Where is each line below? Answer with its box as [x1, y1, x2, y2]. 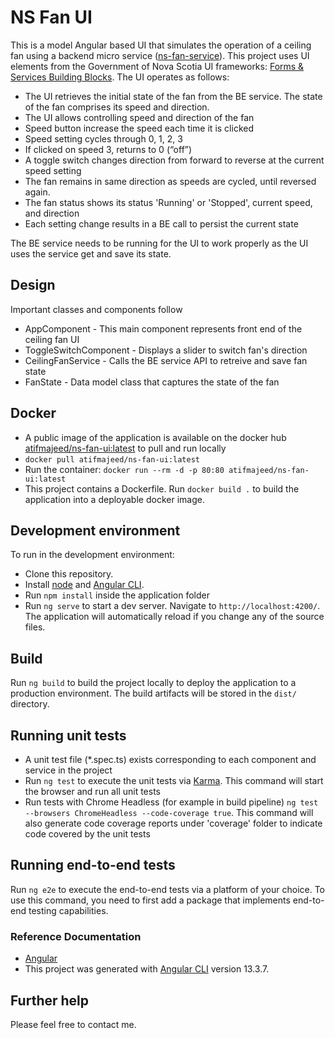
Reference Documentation [10, 929, 142, 943]
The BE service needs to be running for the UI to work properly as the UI [10, 237, 309, 249]
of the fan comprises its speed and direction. [24, 101, 210, 113]
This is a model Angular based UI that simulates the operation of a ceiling [10, 39, 312, 51]
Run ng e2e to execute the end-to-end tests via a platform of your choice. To [10, 883, 326, 895]
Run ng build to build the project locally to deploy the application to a [10, 677, 297, 689]
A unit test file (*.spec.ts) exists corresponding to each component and [24, 754, 317, 765]
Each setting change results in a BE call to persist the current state [24, 217, 299, 230]
